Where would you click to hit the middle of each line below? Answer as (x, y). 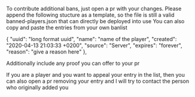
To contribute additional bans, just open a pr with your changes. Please (94, 9)
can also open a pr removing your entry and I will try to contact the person (98, 81)
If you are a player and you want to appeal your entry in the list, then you (96, 75)
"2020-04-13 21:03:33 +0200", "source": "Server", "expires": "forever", (94, 45)
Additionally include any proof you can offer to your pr (73, 63)
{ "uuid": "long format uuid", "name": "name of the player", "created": (92, 39)
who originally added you (37, 87)
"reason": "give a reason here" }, (47, 52)
